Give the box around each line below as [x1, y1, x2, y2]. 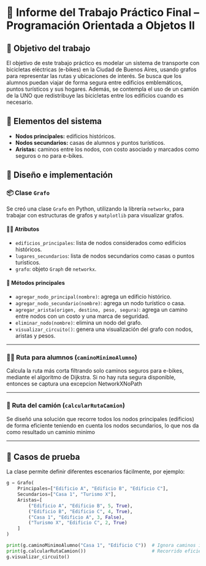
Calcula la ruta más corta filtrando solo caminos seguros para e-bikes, [6, 367, 184, 374]
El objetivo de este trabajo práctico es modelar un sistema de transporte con [6, 60, 200, 66]
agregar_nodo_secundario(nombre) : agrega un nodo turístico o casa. [15, 299, 186, 306]
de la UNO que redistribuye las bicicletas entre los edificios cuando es [6, 92, 184, 99]
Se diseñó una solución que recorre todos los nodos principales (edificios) [6, 415, 194, 422]
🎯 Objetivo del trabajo [6, 43, 91, 53]
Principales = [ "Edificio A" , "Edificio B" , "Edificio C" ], [17, 486, 169, 492]
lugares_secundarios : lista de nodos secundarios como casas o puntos [15, 252, 195, 260]
